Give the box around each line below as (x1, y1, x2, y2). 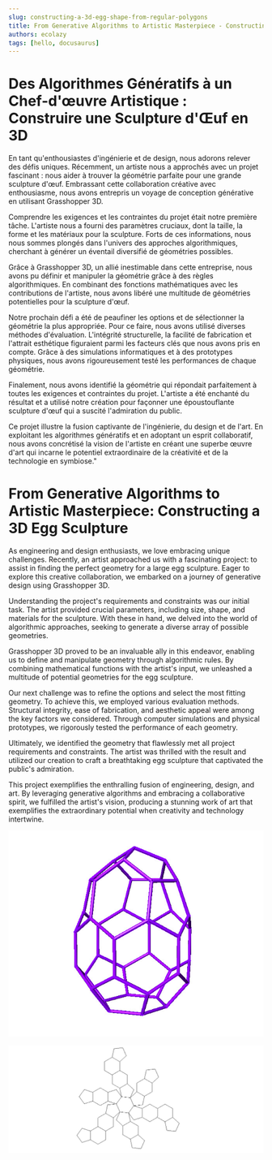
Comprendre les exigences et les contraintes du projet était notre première (8, 212, 257, 222)
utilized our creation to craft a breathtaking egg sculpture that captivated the (8, 756, 264, 765)
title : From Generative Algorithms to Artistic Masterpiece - (8, 21, 223, 30)
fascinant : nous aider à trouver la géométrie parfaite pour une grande (8, 170, 241, 180)
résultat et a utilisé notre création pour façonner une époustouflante (8, 398, 235, 408)
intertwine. (8, 814, 45, 824)
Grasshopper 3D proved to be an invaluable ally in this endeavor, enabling (8, 646, 255, 657)
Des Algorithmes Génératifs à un (8, 75, 232, 93)
